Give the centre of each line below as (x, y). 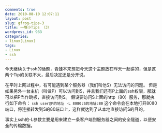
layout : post (18, 18)
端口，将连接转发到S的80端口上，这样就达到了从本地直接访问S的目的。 (76, 109)
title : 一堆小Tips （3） (28, 28)
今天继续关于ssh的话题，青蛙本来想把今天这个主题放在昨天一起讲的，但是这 (81, 69)
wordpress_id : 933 (23, 32)
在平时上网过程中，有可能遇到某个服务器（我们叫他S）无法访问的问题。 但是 (81, 85)
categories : (17, 37)
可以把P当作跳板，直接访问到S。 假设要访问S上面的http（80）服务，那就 (78, 97)
